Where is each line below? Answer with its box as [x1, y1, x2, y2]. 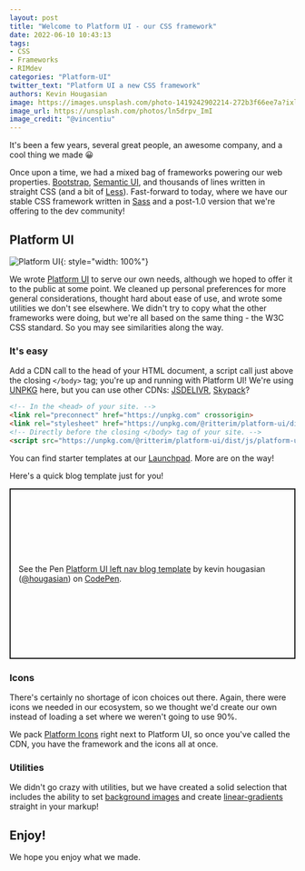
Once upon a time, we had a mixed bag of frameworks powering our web [9, 167, 283, 178]
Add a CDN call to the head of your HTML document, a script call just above [9, 365, 293, 376]
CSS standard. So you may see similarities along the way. [9, 322, 224, 333]
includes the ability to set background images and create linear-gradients [9, 792, 283, 803]
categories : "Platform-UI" [9, 73, 112, 82]
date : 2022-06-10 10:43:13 [9, 30, 112, 39]
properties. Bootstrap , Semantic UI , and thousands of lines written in [9, 176, 266, 187]
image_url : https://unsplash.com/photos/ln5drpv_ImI [9, 106, 213, 115]
